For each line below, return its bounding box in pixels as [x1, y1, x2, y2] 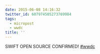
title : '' [5, 30, 26, 35]
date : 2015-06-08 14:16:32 [5, 7, 61, 12]
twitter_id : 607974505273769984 [5, 12, 71, 17]
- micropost [9, 21, 34, 26]
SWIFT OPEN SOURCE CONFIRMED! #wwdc [5, 44, 95, 49]
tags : [5, 16, 16, 21]
